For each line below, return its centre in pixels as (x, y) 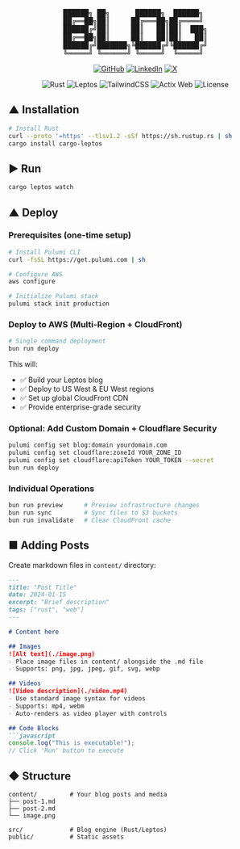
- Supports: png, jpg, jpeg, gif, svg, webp (84, 669)
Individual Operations (52, 488)
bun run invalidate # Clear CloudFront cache (90, 520)
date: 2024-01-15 (37, 595)
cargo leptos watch (41, 187)
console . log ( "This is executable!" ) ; (72, 743)
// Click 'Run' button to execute (66, 751)
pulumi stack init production (59, 304)
